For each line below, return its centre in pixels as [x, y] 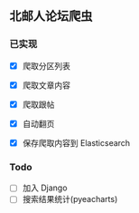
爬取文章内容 [46, 85]
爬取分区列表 [46, 65]
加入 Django [45, 188]
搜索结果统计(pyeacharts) [70, 199]
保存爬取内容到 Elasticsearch [76, 142]
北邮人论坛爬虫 [51, 16]
